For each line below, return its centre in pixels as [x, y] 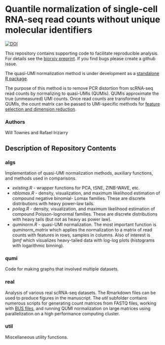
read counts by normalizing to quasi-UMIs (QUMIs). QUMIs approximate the [82, 93]
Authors [15, 122]
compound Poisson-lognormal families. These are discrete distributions [85, 214]
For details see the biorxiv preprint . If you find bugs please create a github [80, 58]
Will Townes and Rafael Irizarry [36, 133]
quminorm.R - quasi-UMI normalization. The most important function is [84, 224]
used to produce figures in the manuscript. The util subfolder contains [76, 298]
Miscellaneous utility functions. [37, 337]
